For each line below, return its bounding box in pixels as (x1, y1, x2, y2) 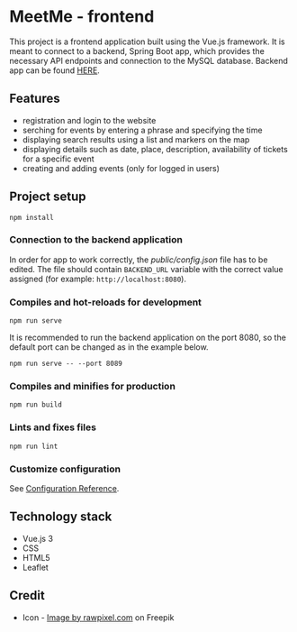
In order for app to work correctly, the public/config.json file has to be (9, 254, 268, 265)
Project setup (9, 189, 87, 205)
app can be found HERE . (9, 65, 101, 76)
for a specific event (22, 153, 94, 164)
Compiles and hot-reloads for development (9, 296, 202, 308)
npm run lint (9, 442, 58, 451)
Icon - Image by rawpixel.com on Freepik (22, 611, 175, 623)
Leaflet (22, 562, 49, 572)
